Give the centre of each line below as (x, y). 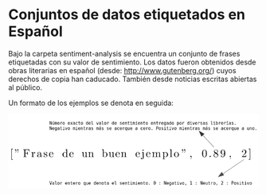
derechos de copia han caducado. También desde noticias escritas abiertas (133, 79)
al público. (25, 87)
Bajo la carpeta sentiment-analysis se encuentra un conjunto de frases (124, 53)
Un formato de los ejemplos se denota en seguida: (91, 103)
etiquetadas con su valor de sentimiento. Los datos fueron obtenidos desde (132, 62)
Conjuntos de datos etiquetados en (127, 15)
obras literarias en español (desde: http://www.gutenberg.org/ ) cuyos (122, 70)
